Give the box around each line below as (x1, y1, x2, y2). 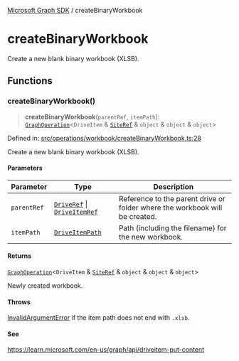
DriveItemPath (53, 228, 102, 237)
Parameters (7, 163, 43, 173)
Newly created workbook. (7, 281, 83, 290)
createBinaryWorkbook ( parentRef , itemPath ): (24, 112, 160, 121)
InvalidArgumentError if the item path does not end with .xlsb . (7, 313, 190, 322)
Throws (7, 298, 31, 306)
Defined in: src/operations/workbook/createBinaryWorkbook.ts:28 (7, 134, 201, 142)
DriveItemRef (53, 208, 98, 216)
